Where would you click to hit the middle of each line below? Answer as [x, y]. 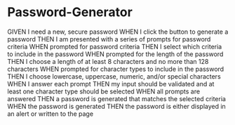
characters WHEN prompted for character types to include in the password [116, 69]
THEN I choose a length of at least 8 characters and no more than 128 [108, 61]
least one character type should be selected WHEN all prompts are [104, 91]
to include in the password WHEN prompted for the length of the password [115, 54]
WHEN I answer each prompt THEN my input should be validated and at [111, 84]
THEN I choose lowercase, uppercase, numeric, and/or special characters [114, 76]
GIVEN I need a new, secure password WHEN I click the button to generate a [118, 32]
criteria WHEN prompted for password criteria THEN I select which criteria [115, 46]
